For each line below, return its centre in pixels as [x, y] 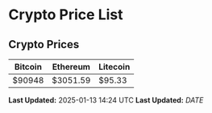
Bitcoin [28, 67]
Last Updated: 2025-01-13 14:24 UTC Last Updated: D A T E [106, 100]
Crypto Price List [66, 15]
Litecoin [114, 67]
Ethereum [71, 67]
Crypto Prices [44, 44]
